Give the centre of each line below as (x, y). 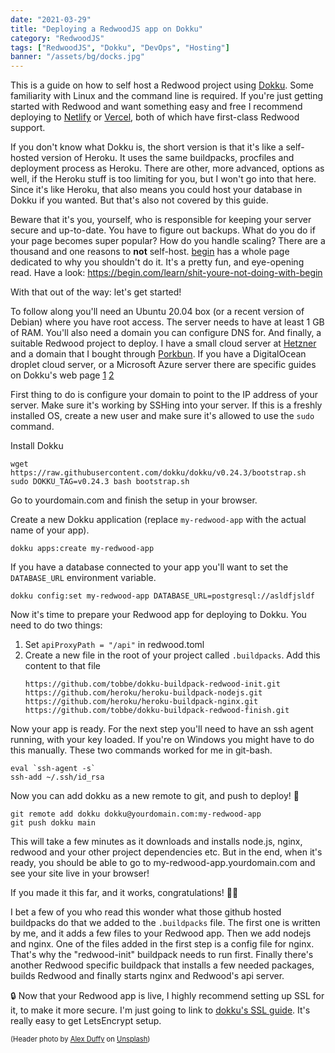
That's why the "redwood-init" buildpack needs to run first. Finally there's (162, 955)
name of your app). (50, 530)
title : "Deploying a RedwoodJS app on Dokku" (106, 29)
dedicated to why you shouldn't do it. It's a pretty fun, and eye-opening (157, 262)
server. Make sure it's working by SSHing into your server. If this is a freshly (166, 405)
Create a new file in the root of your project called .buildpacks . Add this (172, 655)
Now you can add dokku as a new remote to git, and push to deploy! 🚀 (155, 796)
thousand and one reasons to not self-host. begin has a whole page (150, 252)
